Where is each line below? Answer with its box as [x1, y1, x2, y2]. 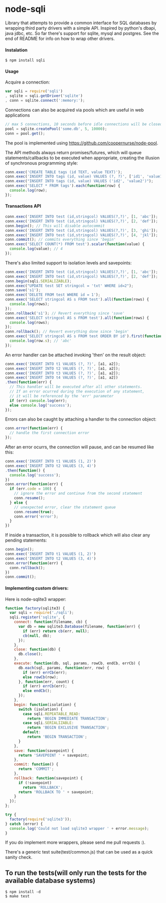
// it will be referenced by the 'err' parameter [9, 393, 114, 398]
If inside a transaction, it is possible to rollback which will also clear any [5, 532, 151, 538]
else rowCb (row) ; [23, 675, 58, 680]
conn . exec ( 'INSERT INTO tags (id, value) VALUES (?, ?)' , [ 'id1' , [5, 174, 145, 179]
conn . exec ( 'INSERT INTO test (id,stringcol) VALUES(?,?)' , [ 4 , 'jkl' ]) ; [5, 232, 158, 238]
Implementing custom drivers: [5, 585, 69, 591]
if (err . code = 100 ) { [9, 486, 56, 491]
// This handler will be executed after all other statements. [9, 385, 142, 389]
